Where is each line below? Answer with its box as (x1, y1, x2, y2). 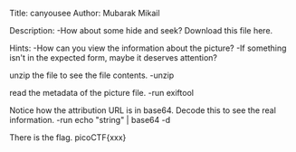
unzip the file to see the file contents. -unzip (9, 70, 175, 81)
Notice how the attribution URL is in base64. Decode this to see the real (9, 105, 276, 116)
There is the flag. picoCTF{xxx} (9, 132, 127, 143)
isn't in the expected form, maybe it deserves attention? (9, 52, 217, 62)
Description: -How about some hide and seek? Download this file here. (9, 25, 273, 35)
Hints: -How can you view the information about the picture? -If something (9, 43, 287, 53)
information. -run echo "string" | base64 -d (9, 115, 171, 125)
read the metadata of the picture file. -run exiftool (9, 88, 195, 98)
